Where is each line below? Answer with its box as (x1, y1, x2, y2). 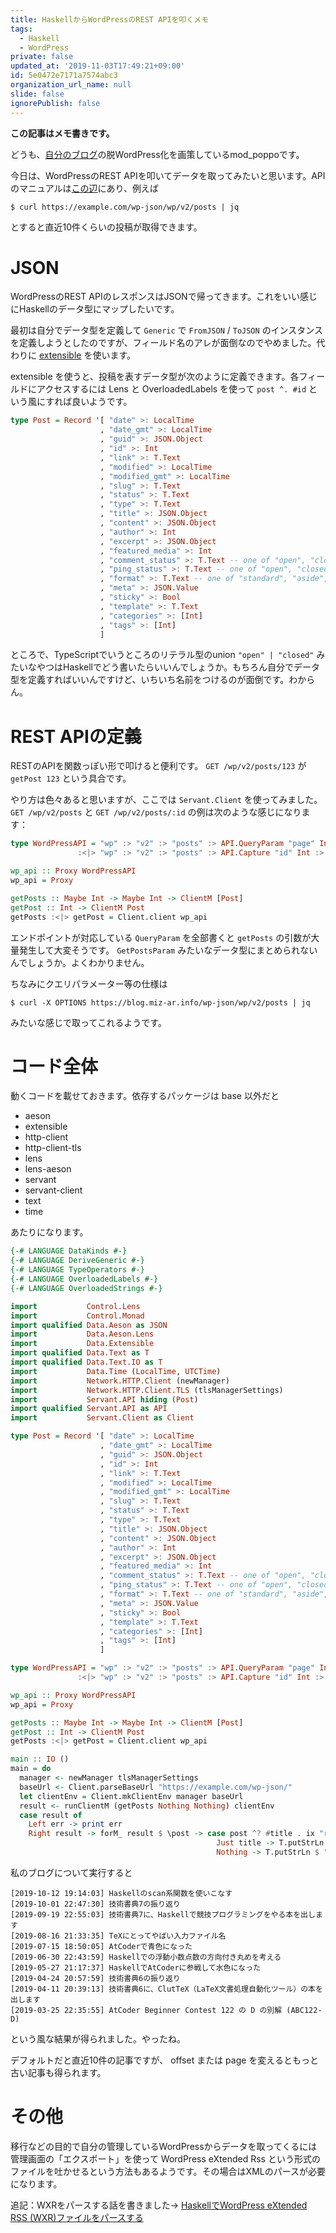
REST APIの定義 (10, 725, 142, 748)
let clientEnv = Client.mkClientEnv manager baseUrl (19, 1791, 244, 1801)
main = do (10, 1764, 52, 1774)
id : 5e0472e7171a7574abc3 (10, 71, 118, 81)
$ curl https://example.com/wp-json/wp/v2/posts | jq (10, 202, 240, 212)
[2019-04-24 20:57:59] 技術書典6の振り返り (10, 1973, 181, 1983)
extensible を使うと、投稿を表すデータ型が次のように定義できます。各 (10, 371, 300, 383)
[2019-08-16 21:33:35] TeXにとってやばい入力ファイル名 (10, 1931, 227, 1941)
